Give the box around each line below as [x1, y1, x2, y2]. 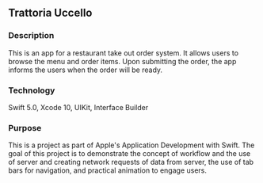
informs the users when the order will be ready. [8, 65, 163, 74]
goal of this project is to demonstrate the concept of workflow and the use [8, 149, 251, 158]
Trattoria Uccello [8, 6, 93, 20]
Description [8, 30, 55, 41]
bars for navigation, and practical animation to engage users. [8, 166, 208, 175]
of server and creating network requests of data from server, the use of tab [8, 158, 254, 167]
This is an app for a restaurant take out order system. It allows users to [8, 48, 239, 58]
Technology [8, 85, 55, 96]
